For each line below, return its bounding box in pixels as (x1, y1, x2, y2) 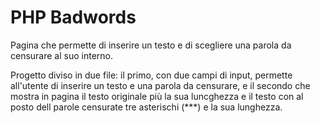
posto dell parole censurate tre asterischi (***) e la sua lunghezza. (10, 101, 283, 113)
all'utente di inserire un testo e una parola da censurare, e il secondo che (10, 79, 311, 91)
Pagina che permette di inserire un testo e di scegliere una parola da (10, 39, 292, 51)
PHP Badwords (10, 6, 137, 29)
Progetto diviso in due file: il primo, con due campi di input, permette (10, 69, 293, 81)
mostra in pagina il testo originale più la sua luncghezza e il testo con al (10, 90, 304, 102)
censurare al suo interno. (10, 49, 114, 61)
